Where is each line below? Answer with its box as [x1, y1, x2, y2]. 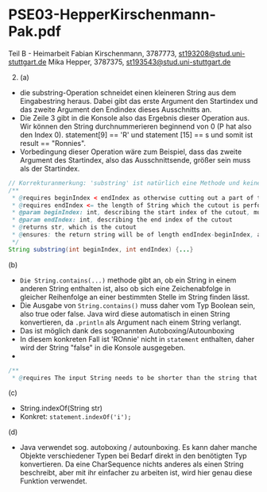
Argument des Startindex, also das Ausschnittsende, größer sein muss [19, 155, 251, 164]
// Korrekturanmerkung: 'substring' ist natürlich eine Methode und [8, 179, 240, 187]
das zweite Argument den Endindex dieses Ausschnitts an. [19, 105, 212, 114]
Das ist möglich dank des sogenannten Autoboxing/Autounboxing [19, 325, 234, 335]
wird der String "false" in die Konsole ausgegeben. [19, 343, 186, 352]
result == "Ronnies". [19, 138, 86, 148]
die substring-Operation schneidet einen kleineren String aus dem [19, 87, 237, 97]
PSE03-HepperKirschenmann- [8, 6, 216, 24]
